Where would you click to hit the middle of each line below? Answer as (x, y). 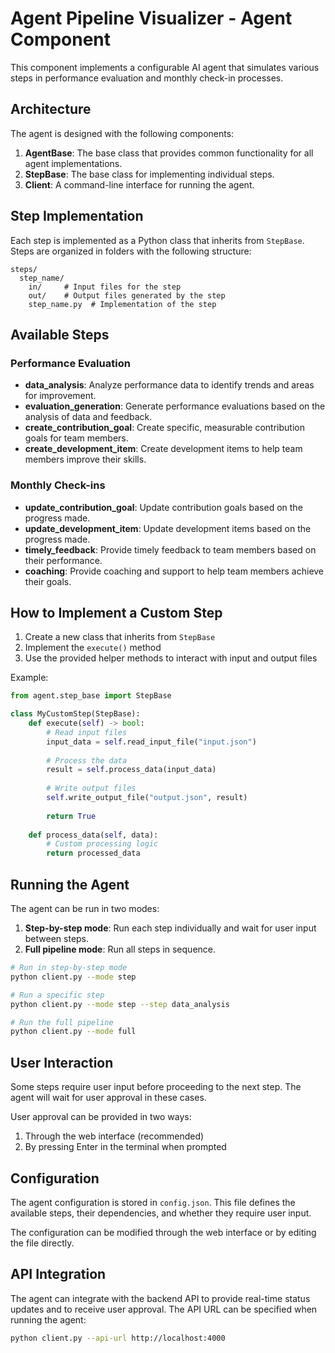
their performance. (63, 560)
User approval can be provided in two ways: (101, 1117)
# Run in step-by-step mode (69, 968)
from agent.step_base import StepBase (91, 696)
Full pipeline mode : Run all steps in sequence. (120, 949)
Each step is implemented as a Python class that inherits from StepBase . (157, 240)
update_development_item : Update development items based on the (168, 528)
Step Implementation (77, 216)
